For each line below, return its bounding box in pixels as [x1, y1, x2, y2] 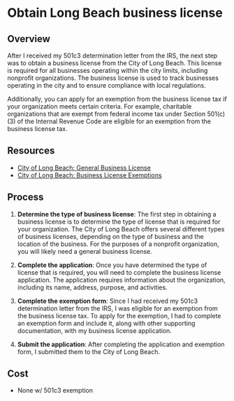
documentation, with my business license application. [17, 326, 173, 334]
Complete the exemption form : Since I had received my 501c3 [17, 297, 198, 305]
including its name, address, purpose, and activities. [17, 283, 168, 292]
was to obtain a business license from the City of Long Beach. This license [7, 59, 222, 67]
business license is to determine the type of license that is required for [17, 217, 221, 226]
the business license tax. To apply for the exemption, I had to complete [17, 311, 221, 320]
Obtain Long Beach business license [7, 5, 224, 21]
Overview [7, 33, 51, 45]
